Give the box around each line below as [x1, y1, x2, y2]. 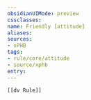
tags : [7, 49, 23, 56]
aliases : [7, 29, 33, 37]
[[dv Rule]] [7, 87, 42, 94]
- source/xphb [7, 61, 49, 68]
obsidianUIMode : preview [7, 10, 79, 17]
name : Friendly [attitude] [7, 23, 85, 30]
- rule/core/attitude [7, 55, 70, 62]
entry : [7, 68, 26, 74]
